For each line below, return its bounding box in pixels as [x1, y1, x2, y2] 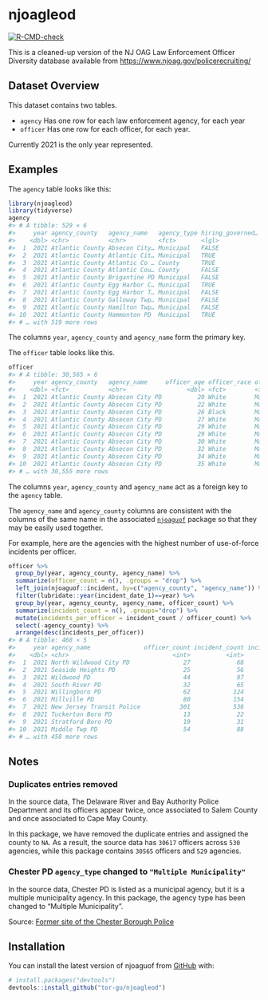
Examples [8, 163, 58, 176]
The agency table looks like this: [8, 184, 112, 193]
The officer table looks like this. [8, 348, 116, 358]
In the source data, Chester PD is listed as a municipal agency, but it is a [8, 884, 246, 894]
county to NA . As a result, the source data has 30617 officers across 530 [8, 838, 241, 848]
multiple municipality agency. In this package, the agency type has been [8, 892, 246, 903]
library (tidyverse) [8, 207, 73, 215]
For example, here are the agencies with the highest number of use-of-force [8, 538, 259, 547]
